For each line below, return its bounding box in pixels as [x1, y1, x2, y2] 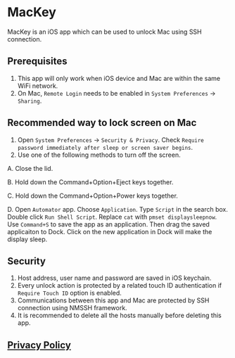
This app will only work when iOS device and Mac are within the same [17, 74, 220, 82]
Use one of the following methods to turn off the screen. [17, 151, 181, 159]
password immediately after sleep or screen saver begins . [17, 143, 193, 151]
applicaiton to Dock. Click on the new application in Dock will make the [7, 227, 212, 236]
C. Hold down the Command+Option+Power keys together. [7, 191, 178, 200]
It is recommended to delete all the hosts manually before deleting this [17, 311, 222, 320]
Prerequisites [7, 56, 68, 68]
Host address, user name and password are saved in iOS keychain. [17, 274, 212, 282]
